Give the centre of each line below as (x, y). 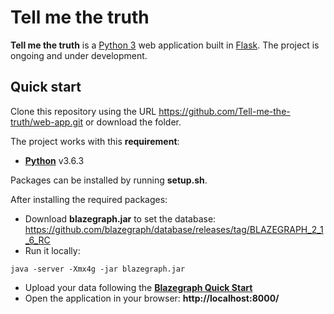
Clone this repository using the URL (83, 111)
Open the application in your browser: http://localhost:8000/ (152, 298)
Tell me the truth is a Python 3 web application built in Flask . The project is (165, 45)
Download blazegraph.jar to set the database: (120, 218)
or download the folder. (133, 122)
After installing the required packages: (89, 199)
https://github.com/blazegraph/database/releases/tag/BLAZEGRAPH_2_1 (174, 229)
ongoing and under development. (79, 55)
